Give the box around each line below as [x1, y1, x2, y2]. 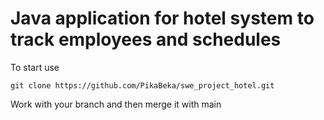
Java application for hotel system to [10, 7, 315, 30]
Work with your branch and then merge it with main [10, 98, 222, 110]
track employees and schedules [10, 28, 282, 51]
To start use [10, 61, 60, 73]
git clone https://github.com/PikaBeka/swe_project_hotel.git [10, 80, 275, 91]
